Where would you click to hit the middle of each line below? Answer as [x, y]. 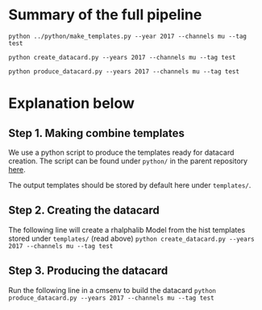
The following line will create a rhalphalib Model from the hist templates [127, 229]
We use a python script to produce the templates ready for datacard [121, 152]
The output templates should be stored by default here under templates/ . [130, 185]
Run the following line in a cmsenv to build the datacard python [112, 290]
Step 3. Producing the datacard [88, 271]
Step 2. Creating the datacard [84, 211]
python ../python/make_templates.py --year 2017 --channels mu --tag [128, 36]
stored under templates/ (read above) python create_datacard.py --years [132, 238]
